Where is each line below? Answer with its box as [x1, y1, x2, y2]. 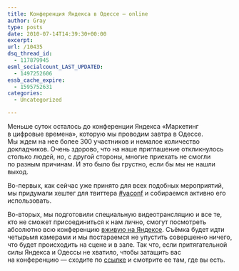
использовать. [7, 196, 52, 205]
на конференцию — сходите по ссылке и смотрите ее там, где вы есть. [7, 255, 226, 264]
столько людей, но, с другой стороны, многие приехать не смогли [7, 152, 211, 161]
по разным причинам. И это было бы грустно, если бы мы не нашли [7, 160, 216, 168]
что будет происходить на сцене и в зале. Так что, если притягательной [7, 240, 228, 249]
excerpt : [7, 37, 34, 44]
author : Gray [7, 17, 46, 24]
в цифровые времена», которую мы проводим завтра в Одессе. [7, 129, 203, 138]
